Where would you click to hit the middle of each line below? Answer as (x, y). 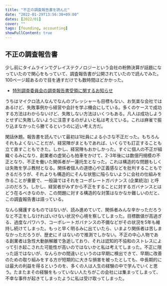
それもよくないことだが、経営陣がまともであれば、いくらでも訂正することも (83, 143)
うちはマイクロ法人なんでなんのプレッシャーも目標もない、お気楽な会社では (84, 101)
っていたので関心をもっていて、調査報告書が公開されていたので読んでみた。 (83, 73)
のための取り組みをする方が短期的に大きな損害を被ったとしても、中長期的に (83, 260)
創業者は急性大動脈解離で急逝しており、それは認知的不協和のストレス (81, 241)
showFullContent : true (29, 33)
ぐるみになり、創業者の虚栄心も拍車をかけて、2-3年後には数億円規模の (83, 155)
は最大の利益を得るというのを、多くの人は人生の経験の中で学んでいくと (79, 266)
